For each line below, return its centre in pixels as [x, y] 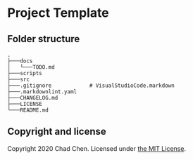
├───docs [20, 61]
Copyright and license [57, 132]
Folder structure [44, 39]
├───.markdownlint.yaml [42, 92]
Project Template [58, 13]
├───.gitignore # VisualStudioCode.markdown [91, 86]
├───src [19, 79]
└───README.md [28, 110]
